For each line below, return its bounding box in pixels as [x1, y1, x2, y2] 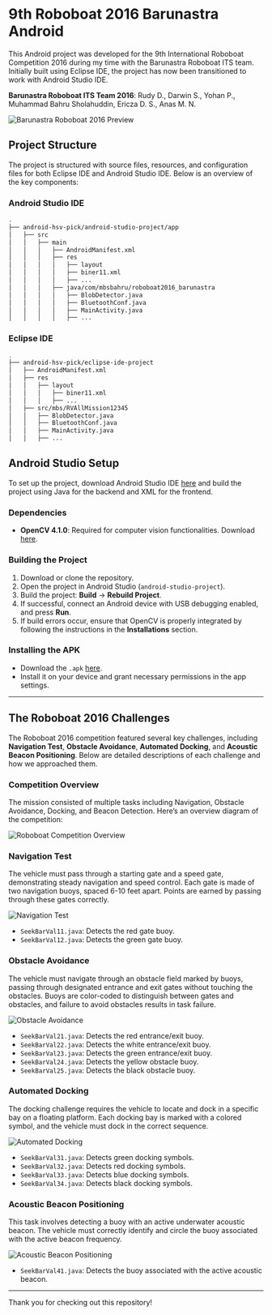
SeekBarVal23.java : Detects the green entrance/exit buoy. [19, 1047, 213, 1058]
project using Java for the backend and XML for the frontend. [8, 486, 213, 496]
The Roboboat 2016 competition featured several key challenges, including [8, 733, 258, 743]
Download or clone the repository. [19, 572, 134, 582]
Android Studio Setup [8, 456, 120, 470]
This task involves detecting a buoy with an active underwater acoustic [8, 1217, 245, 1227]
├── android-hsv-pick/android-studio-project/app [8, 223, 180, 231]
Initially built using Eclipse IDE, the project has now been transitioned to [8, 66, 247, 75]
